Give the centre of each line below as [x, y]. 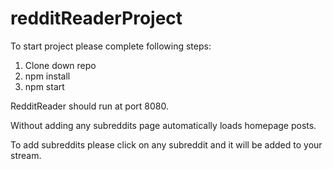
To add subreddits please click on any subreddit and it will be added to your [166, 144]
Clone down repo [60, 65]
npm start [44, 86]
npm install [47, 76]
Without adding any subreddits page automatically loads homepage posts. [163, 125]
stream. [26, 155]
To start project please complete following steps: [111, 46]
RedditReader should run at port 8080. [90, 106]
